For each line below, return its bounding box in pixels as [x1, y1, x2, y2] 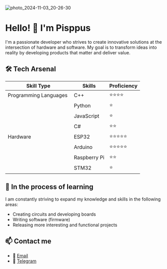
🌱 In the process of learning [5, 183, 94, 191]
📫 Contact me [5, 237, 51, 245]
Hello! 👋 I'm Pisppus [5, 23, 91, 34]
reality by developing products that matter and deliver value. [5, 49, 131, 55]
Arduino [74, 144, 93, 151]
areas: [5, 201, 19, 207]
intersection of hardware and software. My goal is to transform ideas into [5, 44, 157, 50]
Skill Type [26, 82, 50, 89]
